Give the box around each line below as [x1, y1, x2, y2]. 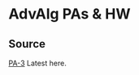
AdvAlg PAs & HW [8, 5, 132, 23]
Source [8, 37, 46, 51]
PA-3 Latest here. [8, 58, 67, 68]
